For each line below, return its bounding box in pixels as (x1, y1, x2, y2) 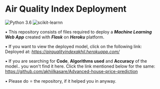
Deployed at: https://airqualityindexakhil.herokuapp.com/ (5, 49, 120, 54)
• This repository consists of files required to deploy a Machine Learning (5, 29, 152, 35)
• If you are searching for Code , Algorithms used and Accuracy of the (5, 58, 147, 64)
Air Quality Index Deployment (5, 3, 127, 15)
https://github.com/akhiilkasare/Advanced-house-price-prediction (5, 68, 138, 74)
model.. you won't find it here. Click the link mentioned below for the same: (5, 63, 156, 69)
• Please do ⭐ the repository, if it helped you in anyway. (5, 78, 117, 84)
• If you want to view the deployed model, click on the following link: (5, 43, 142, 49)
